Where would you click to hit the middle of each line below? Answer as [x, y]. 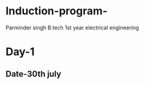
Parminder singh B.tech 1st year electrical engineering [72, 28]
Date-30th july [34, 74]
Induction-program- [57, 11]
